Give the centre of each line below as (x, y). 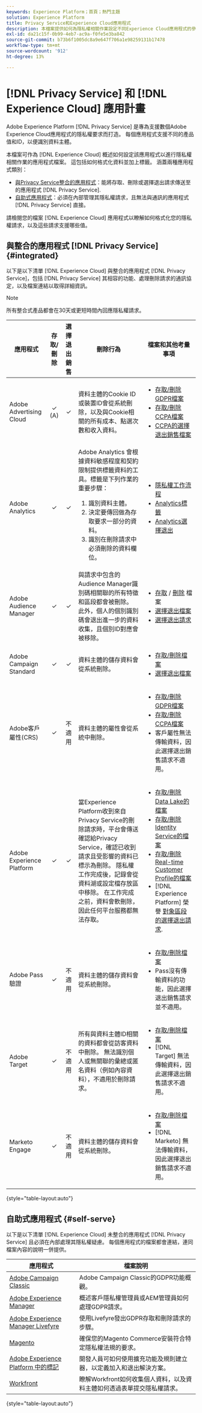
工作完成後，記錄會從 (108, 875)
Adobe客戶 (25, 728)
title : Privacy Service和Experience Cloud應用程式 (69, 23)
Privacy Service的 (103, 820)
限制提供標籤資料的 (105, 470)
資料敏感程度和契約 (111, 461)
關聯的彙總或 (114, 1061)
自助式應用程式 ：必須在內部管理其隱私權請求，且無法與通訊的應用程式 (102, 197)
